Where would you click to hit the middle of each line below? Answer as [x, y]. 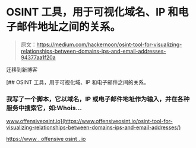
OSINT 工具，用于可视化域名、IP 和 [92, 12]
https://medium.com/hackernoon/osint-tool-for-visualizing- [109, 44]
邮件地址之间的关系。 [69, 27]
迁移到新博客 [22, 69]
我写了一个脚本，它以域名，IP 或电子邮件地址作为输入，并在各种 [98, 99]
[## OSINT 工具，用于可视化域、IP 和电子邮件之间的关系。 [78, 82]
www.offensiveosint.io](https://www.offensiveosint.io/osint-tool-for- [90, 121]
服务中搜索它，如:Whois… [44, 108]
